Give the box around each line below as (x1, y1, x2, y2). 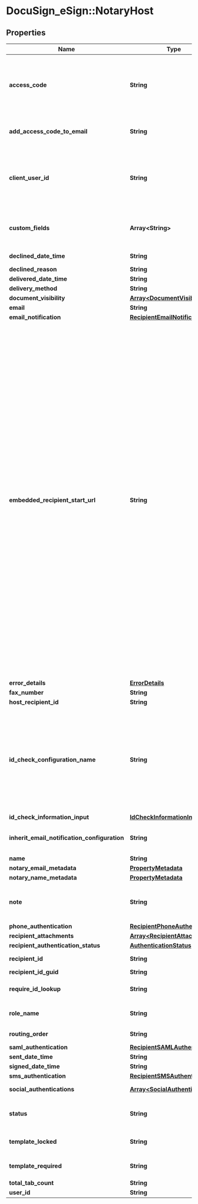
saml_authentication (9, 1043, 68, 1051)
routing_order (9, 1030, 48, 1038)
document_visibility (9, 294, 65, 302)
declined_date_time (9, 252, 65, 260)
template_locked (9, 1137, 57, 1146)
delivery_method (9, 284, 58, 293)
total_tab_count (9, 1179, 54, 1187)
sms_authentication (9, 1072, 66, 1080)
